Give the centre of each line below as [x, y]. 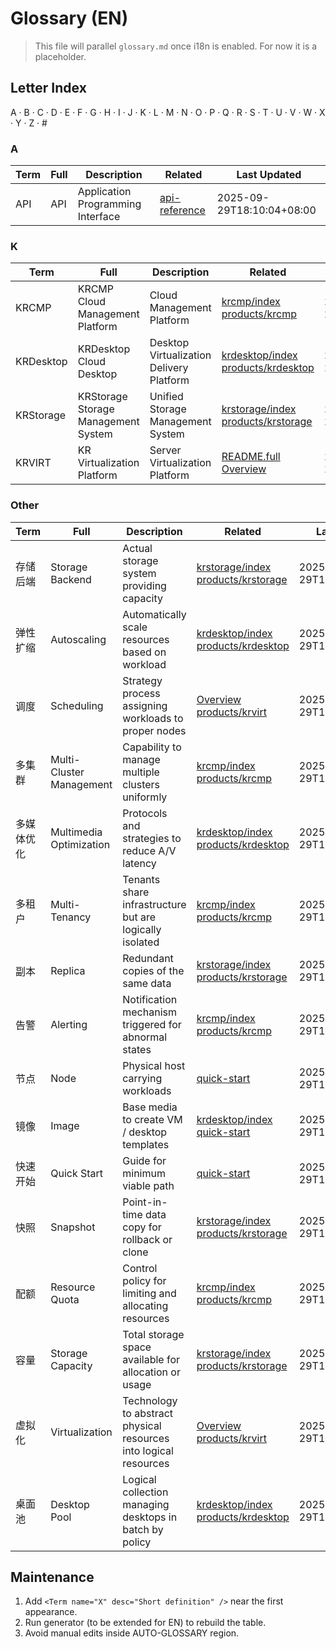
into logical [148, 1450]
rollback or [147, 1239]
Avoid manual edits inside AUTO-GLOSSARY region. [132, 1633]
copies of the [153, 970]
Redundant [148, 958]
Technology [150, 1400]
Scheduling [77, 705]
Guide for [144, 1160]
